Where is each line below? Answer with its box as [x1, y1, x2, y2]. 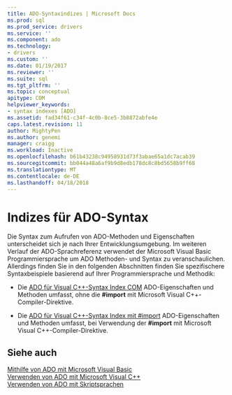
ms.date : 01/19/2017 [7, 62, 68, 69]
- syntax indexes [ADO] [7, 108, 77, 115]
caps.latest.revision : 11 [7, 120, 82, 128]
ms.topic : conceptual [7, 88, 71, 95]
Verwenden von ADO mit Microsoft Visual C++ [7, 373, 141, 381]
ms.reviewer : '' [7, 69, 55, 76]
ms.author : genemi [7, 134, 61, 141]
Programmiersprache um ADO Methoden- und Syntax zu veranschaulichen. [7, 254, 225, 263]
